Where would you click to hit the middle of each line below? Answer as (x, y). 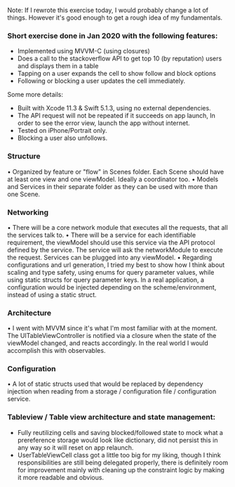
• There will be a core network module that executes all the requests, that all (117, 227)
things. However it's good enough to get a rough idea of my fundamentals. (115, 18)
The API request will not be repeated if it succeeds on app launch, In (116, 116)
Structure (24, 156)
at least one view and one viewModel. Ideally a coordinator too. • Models (113, 179)
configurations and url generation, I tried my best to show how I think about (116, 265)
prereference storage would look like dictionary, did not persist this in (117, 440)
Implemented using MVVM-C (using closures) (84, 51)
